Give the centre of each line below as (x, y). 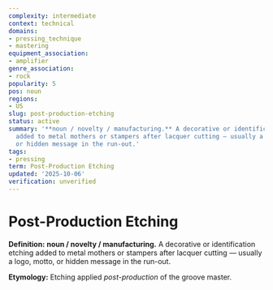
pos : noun (25, 91)
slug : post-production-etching (61, 114)
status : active (34, 122)
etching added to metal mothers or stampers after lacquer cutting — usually (135, 253)
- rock (19, 76)
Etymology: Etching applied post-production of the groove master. (120, 277)
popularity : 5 (32, 83)
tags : (17, 151)
